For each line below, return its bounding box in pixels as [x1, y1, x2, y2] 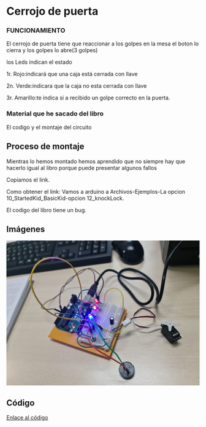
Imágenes [6, 224, 45, 234]
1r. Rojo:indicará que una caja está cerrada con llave [6, 71, 138, 78]
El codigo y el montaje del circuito [6, 123, 92, 131]
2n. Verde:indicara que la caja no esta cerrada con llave [6, 82, 147, 90]
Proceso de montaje [6, 141, 85, 152]
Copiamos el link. [6, 176, 50, 183]
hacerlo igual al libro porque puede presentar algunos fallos [6, 164, 158, 171]
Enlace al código [6, 414, 48, 421]
